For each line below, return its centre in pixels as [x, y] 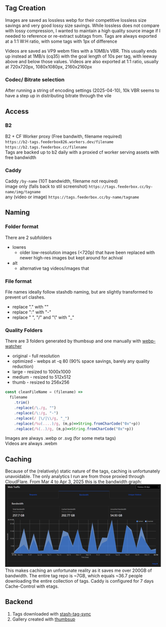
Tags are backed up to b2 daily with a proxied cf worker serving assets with [82, 152]
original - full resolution [36, 356]
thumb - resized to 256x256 [41, 383]
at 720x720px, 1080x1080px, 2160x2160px [49, 67]
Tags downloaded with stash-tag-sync [52, 614]
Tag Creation [25, 8]
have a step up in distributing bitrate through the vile [59, 96]
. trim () [22, 403]
